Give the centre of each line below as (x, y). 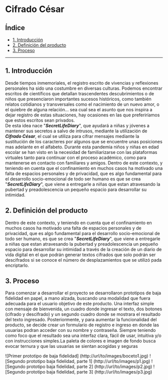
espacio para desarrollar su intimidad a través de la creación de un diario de (83, 249)
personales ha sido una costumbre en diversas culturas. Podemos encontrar (84, 88)
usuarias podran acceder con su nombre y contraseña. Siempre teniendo (80, 330)
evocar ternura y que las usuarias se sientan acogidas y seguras (72, 346)
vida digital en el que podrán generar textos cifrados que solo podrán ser (80, 255)
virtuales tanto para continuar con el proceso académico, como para (76, 157)
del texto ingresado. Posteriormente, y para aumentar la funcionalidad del (81, 320)
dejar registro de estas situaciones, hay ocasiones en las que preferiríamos (82, 115)
